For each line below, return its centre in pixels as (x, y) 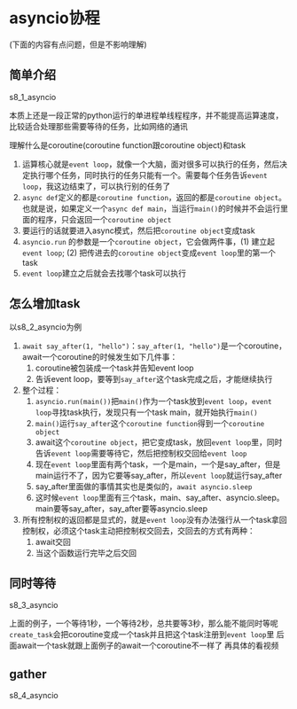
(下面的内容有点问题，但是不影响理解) (78, 44)
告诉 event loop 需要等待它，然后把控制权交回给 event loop (141, 453)
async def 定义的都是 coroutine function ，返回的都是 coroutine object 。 (154, 197)
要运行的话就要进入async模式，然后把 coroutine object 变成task (138, 230)
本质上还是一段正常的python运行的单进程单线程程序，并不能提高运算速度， (146, 115)
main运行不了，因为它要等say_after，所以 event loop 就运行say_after (159, 475)
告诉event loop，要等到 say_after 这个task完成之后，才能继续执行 (154, 378)
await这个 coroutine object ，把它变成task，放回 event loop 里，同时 (159, 442)
